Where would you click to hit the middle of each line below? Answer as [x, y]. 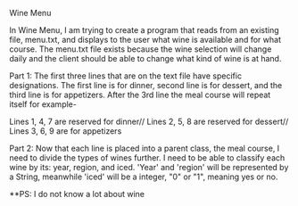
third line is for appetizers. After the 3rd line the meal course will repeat [140, 95]
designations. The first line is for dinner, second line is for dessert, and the [146, 85]
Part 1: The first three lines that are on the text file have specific [126, 76]
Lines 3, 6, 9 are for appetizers [66, 131]
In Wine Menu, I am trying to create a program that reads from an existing [144, 30]
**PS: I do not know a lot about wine [77, 194]
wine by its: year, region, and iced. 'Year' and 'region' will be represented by [149, 167]
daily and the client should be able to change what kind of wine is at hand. [145, 58]
